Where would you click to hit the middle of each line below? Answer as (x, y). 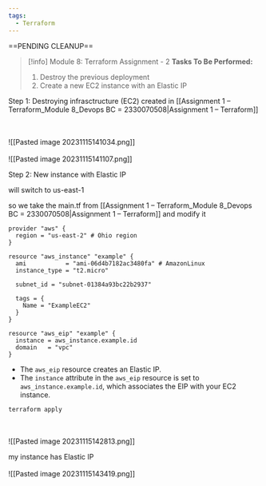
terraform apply (35, 409)
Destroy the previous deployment (95, 77)
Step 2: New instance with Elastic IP (67, 174)
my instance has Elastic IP (51, 456)
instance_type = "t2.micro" (62, 270)
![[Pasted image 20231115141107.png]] (70, 159)
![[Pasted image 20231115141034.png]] (72, 141)
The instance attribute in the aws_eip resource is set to (109, 377)
